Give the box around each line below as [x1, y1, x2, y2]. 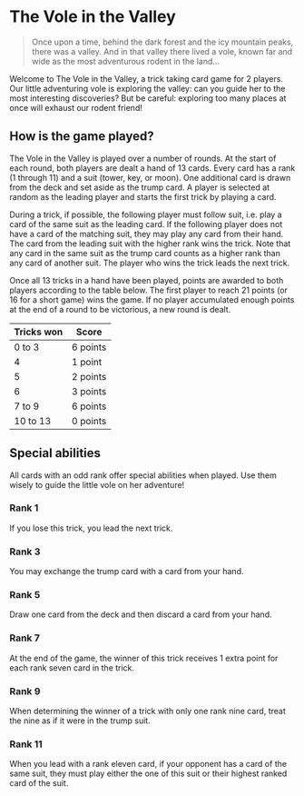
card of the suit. [9, 778, 69, 789]
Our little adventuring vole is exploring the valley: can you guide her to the [9, 83, 286, 94]
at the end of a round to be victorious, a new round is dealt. [9, 303, 231, 314]
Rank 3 [9, 545, 41, 558]
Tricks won [14, 325, 64, 338]
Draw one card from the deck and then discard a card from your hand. [9, 609, 272, 620]
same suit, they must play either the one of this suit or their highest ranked [9, 768, 288, 779]
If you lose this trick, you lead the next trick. [9, 522, 173, 533]
